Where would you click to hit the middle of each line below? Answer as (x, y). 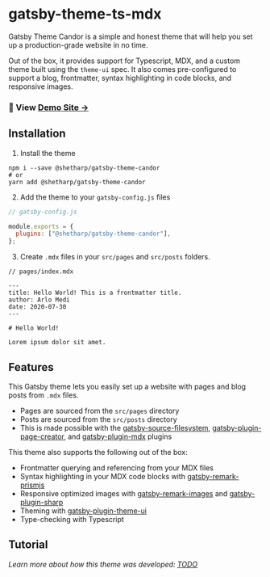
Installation (37, 134)
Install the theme (48, 153)
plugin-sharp (42, 502)
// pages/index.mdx (41, 272)
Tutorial (28, 545)
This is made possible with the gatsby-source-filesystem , (115, 427)
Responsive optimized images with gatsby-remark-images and (124, 493)
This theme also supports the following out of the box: (98, 452)
